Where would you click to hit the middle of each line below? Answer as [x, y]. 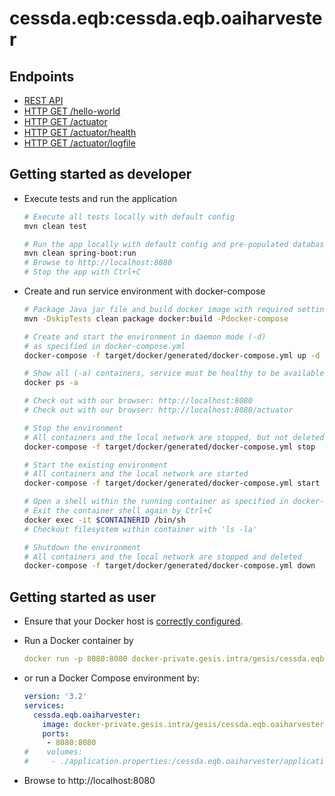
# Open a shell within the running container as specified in [156, 502]
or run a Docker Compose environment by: [112, 678]
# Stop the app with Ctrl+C [82, 272]
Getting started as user [83, 597]
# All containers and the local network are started [136, 474]
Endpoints [42, 76]
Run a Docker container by [78, 641]
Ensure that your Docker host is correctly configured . [133, 621]
